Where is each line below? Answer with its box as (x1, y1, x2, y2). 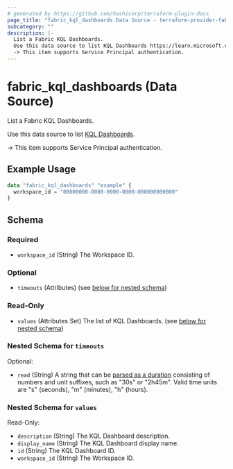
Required (7, 235, 39, 244)
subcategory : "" (7, 23, 54, 30)
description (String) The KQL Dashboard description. (17, 432, 171, 441)
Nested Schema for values (7, 402, 97, 412)
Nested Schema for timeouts (7, 341, 105, 351)
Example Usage (7, 164, 76, 176)
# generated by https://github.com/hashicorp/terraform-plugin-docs (7, 10, 209, 17)
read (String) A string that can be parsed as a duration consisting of (17, 370, 210, 379)
